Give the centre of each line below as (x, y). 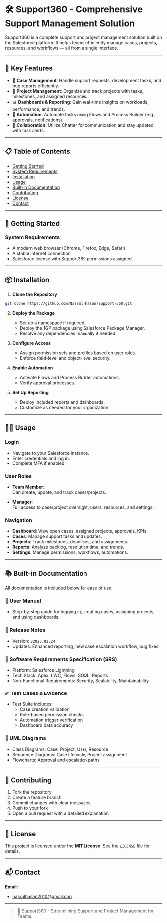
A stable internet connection (41, 254)
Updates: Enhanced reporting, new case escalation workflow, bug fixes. (86, 646)
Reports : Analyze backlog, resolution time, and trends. (68, 547)
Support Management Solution (70, 24)
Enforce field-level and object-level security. (65, 358)
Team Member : (28, 487)
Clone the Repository (35, 294)
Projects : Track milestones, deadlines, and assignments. (70, 542)
